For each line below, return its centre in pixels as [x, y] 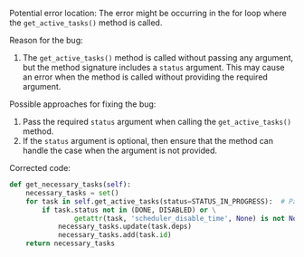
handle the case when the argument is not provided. [119, 150]
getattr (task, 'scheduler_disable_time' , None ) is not [179, 218]
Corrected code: [40, 168]
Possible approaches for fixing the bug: [83, 104]
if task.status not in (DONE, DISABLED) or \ [129, 210]
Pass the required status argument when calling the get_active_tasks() [157, 122]
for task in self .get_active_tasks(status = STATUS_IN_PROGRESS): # [155, 201]
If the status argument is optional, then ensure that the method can [148, 141]
